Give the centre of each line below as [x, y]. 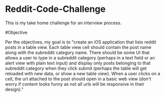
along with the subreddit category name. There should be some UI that [78, 52]
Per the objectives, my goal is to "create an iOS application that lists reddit [81, 42]
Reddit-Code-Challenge [55, 9]
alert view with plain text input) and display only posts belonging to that [78, 63]
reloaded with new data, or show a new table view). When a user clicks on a [83, 73]
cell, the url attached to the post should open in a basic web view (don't [78, 79]
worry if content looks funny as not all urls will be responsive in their [75, 84]
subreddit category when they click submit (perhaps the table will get [76, 68]
